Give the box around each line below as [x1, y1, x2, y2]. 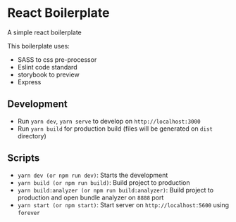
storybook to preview [17, 70, 80, 79]
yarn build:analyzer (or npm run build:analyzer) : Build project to [17, 185, 213, 194]
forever [17, 209, 40, 216]
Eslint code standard [17, 63, 77, 71]
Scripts [7, 152, 40, 164]
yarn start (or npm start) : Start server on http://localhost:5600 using [17, 200, 230, 209]
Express [17, 77, 42, 86]
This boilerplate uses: [7, 41, 70, 50]
